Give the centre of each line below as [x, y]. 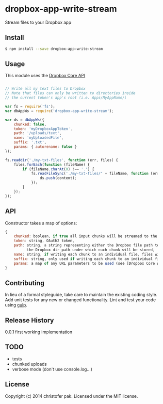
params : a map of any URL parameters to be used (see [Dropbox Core [84, 263]
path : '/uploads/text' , [38, 133]
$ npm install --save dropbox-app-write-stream [54, 49]
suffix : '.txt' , [30, 142]
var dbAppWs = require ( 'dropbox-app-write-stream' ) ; [59, 111]
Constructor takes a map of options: [41, 223]
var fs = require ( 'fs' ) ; [30, 107]
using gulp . [16, 305]
